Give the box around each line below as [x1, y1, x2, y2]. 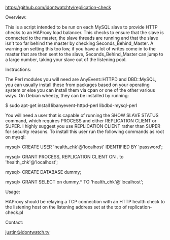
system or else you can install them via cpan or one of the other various [5, 87, 155, 93]
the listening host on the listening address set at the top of [5, 204, 127, 210]
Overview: [5, 14, 27, 20]
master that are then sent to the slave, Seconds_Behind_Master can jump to [5, 51, 163, 57]
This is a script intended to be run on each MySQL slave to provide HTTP [5, 24, 158, 30]
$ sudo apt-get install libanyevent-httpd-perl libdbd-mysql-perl [5, 102, 138, 109]
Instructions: [5, 66, 31, 72]
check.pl [5, 209, 24, 216]
